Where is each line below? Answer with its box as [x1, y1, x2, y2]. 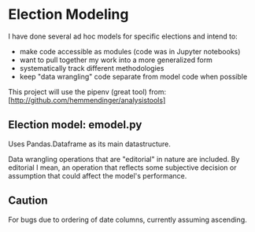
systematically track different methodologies [19, 63, 164, 72]
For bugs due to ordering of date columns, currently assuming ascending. [8, 215, 247, 224]
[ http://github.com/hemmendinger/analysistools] [8, 95, 166, 105]
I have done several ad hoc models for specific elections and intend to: [8, 31, 238, 41]
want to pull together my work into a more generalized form [19, 55, 213, 64]
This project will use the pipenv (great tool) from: [8, 87, 167, 96]
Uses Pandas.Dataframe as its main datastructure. [8, 139, 172, 149]
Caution [8, 194, 49, 208]
